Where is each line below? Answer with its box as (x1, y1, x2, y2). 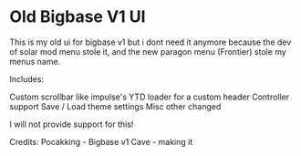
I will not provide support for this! (9, 119, 134, 130)
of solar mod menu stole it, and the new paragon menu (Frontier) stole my (9, 46, 287, 57)
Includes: (9, 73, 44, 84)
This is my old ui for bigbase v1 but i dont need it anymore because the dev (9, 36, 292, 47)
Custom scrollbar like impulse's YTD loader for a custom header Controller (9, 91, 290, 102)
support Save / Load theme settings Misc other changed (9, 100, 222, 111)
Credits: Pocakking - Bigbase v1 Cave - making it (9, 136, 193, 147)
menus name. (9, 56, 61, 67)
